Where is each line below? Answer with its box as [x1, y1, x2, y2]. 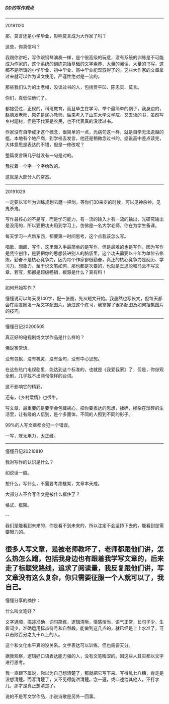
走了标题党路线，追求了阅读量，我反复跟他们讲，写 [5, 564, 164, 573]
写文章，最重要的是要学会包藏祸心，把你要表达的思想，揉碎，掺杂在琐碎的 [5, 405, 159, 411]
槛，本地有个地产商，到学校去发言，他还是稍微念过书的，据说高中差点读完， [5, 135, 164, 141]
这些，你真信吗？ [5, 43, 41, 50]
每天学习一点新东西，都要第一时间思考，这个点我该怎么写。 [5, 233, 129, 239]
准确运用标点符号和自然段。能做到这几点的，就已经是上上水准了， [22, 625, 159, 631]
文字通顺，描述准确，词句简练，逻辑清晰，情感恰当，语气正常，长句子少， [5, 619, 159, 625]
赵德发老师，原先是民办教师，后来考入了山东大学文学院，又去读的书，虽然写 [5, 112, 164, 118]
